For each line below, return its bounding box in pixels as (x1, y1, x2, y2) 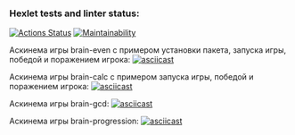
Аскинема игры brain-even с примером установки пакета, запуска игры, (9, 45, 287, 55)
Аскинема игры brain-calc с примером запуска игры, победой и (9, 72, 254, 82)
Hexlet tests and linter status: (9, 7, 140, 20)
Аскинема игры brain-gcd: (9, 98, 110, 109)
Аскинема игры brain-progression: (9, 115, 140, 127)
